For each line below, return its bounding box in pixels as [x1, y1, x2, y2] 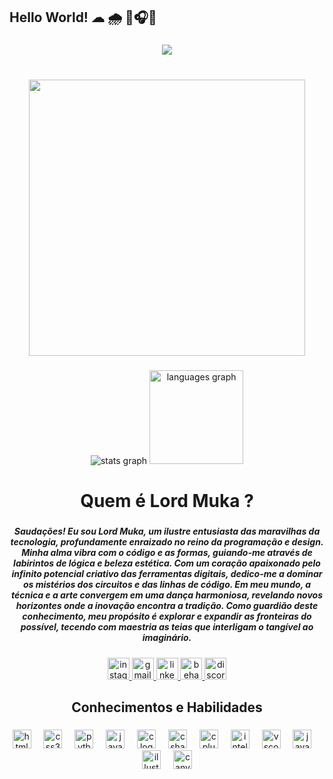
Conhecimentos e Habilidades [71, 699, 263, 716]
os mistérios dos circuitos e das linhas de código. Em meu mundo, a [22, 579, 312, 591]
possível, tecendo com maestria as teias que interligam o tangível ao [20, 621, 314, 633]
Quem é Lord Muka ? [80, 490, 254, 513]
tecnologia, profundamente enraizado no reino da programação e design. [10, 536, 324, 548]
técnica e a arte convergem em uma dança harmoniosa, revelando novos [10, 589, 324, 601]
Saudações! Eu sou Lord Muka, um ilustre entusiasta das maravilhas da [13, 525, 321, 538]
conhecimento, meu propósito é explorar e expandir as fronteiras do [22, 610, 312, 623]
